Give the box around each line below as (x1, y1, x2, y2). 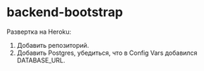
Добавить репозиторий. (16, 41, 89, 49)
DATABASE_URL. (16, 56, 65, 64)
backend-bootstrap (6, 4, 124, 20)
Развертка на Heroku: (6, 27, 72, 36)
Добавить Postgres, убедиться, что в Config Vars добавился (16, 49, 198, 57)
